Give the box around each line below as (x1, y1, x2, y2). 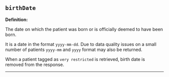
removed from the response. (5, 61, 64, 67)
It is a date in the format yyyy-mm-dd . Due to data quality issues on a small (5, 41, 157, 47)
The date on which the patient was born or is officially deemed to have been (5, 26, 163, 32)
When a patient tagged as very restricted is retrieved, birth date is (5, 56, 145, 62)
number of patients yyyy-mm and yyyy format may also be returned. (5, 46, 142, 52)
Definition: (5, 16, 28, 22)
